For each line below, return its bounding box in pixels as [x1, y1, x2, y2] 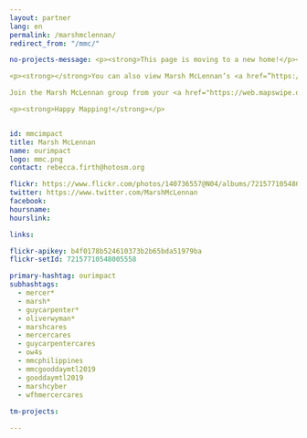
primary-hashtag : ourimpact [9, 271, 117, 281]
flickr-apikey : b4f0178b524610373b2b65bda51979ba [9, 246, 203, 255]
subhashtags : [9, 280, 59, 289]
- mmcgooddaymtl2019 [17, 364, 96, 374]
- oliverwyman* [17, 314, 76, 323]
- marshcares [17, 322, 68, 331]
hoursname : [9, 204, 51, 214]
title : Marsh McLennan [9, 138, 96, 147]
